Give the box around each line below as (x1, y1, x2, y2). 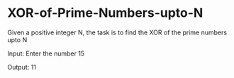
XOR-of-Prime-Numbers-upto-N (7, 5, 204, 21)
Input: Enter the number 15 (7, 49, 85, 58)
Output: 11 (7, 63, 37, 71)
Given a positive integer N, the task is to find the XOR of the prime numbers (7, 28, 228, 37)
